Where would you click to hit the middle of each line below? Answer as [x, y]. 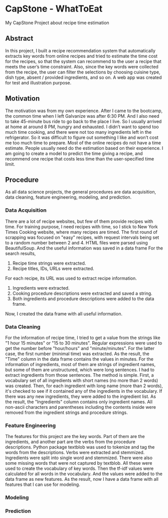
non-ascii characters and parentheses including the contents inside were [81, 407]
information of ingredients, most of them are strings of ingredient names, [80, 364]
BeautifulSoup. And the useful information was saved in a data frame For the [84, 248]
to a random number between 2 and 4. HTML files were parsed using [76, 242]
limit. [10, 164]
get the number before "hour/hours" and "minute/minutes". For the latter [80, 348]
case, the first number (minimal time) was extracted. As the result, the [77, 354]
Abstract [19, 38]
